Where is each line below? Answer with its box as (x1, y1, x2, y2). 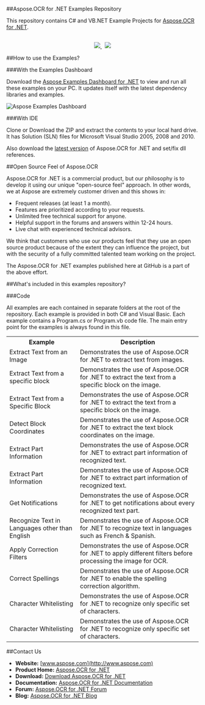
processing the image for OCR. (80, 557, 168, 565)
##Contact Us (6, 648, 41, 655)
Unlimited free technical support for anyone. (15, 213, 127, 220)
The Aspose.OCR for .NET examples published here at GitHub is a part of (6, 262, 190, 269)
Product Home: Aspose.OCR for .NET (15, 666, 110, 673)
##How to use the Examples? (6, 54, 81, 62)
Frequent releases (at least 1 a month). (15, 199, 112, 207)
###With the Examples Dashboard (6, 66, 93, 73)
